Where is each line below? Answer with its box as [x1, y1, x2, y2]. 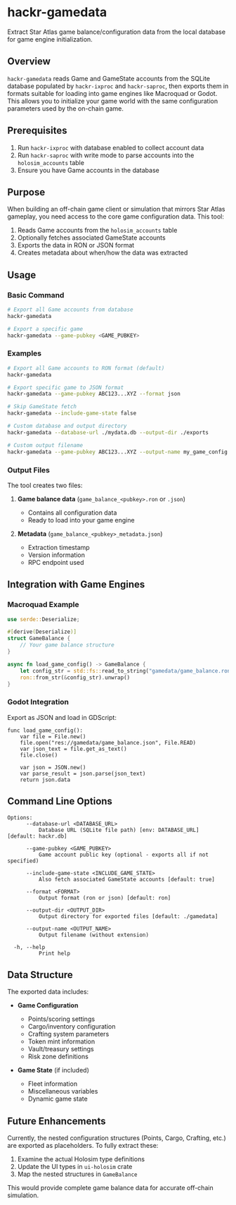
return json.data [20, 776, 71, 783]
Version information [27, 551, 86, 559]
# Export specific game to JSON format [7, 384, 124, 391]
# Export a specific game [7, 325, 83, 332]
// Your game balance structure [20, 642, 114, 649]
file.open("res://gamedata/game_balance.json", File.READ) [20, 739, 197, 746]
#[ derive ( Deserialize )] [7, 628, 77, 635]
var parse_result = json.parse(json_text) [20, 770, 146, 777]
